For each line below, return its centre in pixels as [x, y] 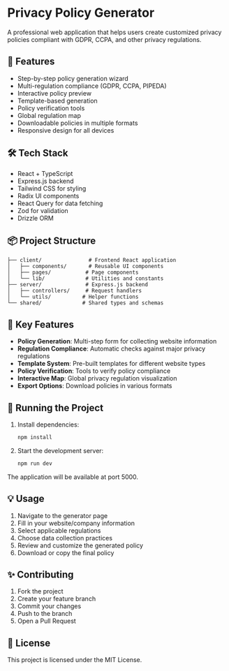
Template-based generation [57, 101]
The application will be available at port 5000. [73, 477]
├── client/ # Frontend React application [92, 260]
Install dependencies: [48, 425]
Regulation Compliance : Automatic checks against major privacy [111, 349]
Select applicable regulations [59, 530]
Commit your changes [49, 606]
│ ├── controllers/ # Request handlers [74, 291]
